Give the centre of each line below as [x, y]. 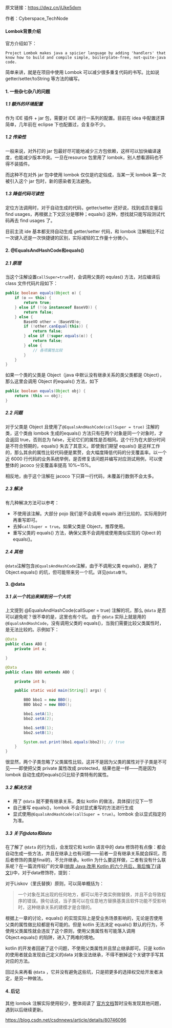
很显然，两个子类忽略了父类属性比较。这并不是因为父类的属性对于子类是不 [84, 762]
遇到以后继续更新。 [26, 1010]
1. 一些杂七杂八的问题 [28, 91]
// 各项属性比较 [48, 350]
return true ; [38, 303]
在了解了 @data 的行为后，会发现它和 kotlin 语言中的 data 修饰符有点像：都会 [86, 847]
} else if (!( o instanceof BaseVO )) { [56, 307]
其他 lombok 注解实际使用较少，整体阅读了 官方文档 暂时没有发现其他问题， [84, 1003]
